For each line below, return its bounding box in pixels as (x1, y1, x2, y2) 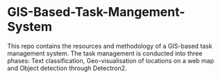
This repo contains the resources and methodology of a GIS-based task (7, 42, 213, 50)
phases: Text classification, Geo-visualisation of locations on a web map (7, 56, 214, 64)
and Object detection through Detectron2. (7, 64, 127, 72)
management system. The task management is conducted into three (7, 49, 203, 58)
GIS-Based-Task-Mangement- (7, 4, 186, 20)
